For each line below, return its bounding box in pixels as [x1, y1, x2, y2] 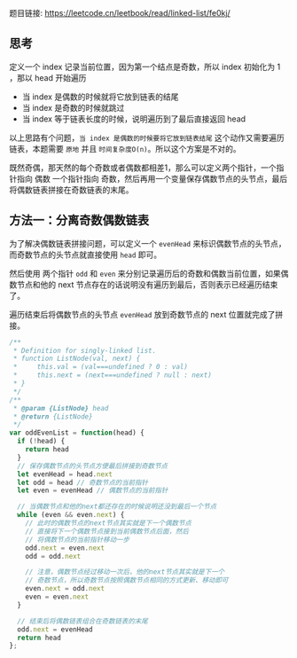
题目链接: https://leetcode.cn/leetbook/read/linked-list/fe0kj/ [9, 8, 231, 18]
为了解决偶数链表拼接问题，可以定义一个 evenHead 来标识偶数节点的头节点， [9, 238, 286, 248]
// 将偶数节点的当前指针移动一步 [25, 535, 130, 544]
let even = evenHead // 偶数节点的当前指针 [17, 486, 168, 495]
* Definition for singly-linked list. [12, 346, 157, 355]
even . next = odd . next [25, 584, 105, 593]
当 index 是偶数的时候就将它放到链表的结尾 [21, 91, 179, 102]
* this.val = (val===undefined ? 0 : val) [12, 363, 189, 372]
